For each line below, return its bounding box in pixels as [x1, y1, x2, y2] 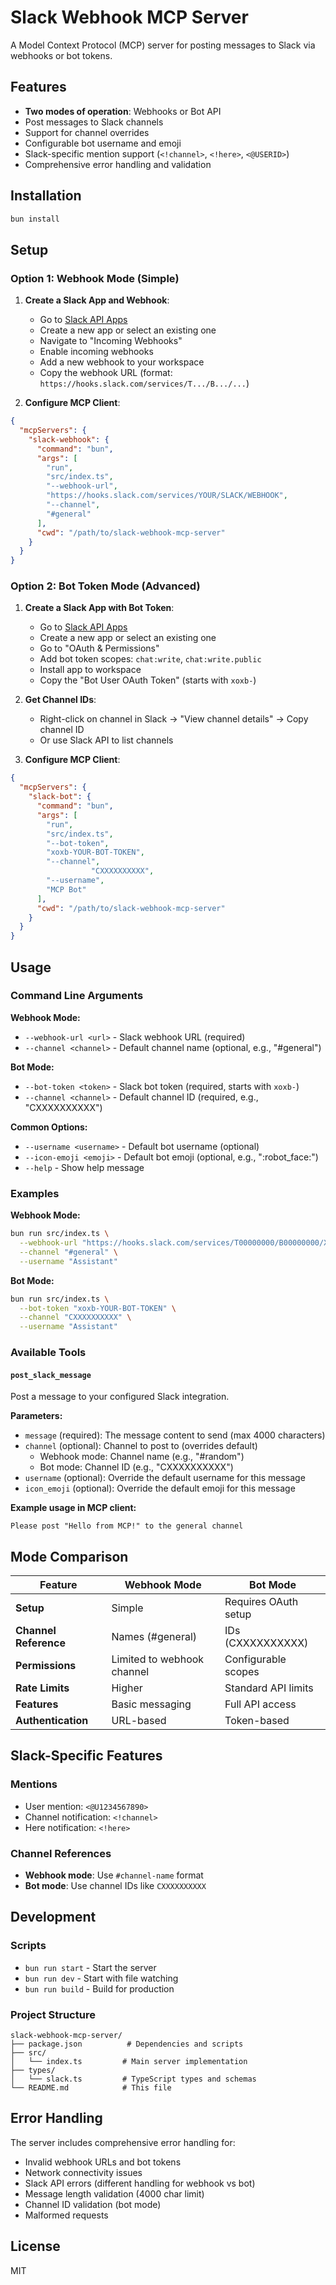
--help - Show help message [24, 1161, 145, 1173]
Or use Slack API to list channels [39, 734, 174, 746]
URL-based [111, 1714, 167, 1728]
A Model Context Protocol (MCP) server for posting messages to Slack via [10, 39, 316, 51]
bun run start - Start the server [24, 1961, 157, 1973]
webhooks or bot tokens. [10, 49, 113, 61]
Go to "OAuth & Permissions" [39, 642, 160, 655]
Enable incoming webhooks [39, 346, 154, 358]
